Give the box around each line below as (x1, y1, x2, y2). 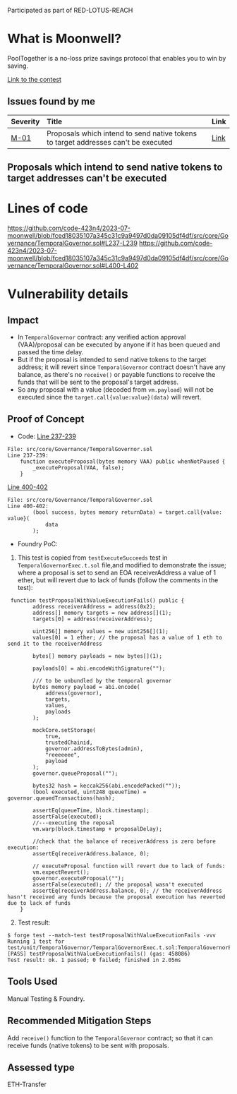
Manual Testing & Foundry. (7, 994, 85, 1003)
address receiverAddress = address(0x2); (32, 603, 157, 610)
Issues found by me (7, 95, 96, 108)
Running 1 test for (7, 938, 65, 945)
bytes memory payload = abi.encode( (32, 683, 140, 690)
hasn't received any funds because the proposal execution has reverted (7, 893, 226, 901)
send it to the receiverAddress (7, 640, 102, 647)
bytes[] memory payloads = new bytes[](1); (32, 652, 162, 659)
